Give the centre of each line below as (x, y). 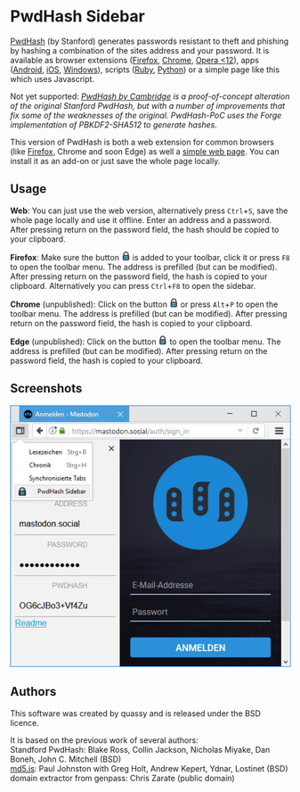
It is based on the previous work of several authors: (104, 740)
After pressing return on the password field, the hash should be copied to (145, 229)
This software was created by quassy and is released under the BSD (135, 713)
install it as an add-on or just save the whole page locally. (115, 161)
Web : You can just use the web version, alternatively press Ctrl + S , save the (149, 210)
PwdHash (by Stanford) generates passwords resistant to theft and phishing (150, 41)
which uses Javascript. (53, 78)
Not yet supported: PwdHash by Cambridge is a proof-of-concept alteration (150, 96)
